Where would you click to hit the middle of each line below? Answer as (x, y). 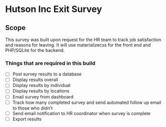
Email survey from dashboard (43, 96)
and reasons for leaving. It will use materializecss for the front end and (78, 45)
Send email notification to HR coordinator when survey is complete (81, 113)
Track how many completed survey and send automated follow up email (87, 102)
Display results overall (35, 80)
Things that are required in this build (50, 63)
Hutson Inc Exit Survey (54, 9)
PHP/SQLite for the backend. (35, 50)
